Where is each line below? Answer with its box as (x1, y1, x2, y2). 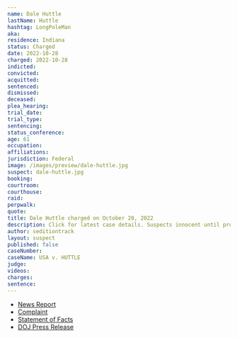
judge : (7, 261, 27, 268)
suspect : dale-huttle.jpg (7, 168, 84, 176)
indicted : (7, 63, 37, 70)
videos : (7, 267, 30, 274)
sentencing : (7, 122, 42, 130)
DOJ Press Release (17, 322, 74, 331)
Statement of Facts (17, 315, 74, 323)
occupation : (7, 142, 42, 150)
